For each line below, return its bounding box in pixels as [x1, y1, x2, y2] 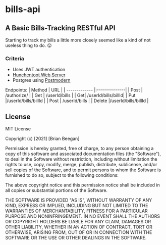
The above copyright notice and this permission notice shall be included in [5, 182, 160, 188]
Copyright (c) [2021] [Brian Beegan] [5, 135, 80, 142]
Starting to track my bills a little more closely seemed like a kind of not [5, 37, 151, 43]
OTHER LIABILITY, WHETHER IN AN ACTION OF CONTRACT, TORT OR [5, 224, 152, 230]
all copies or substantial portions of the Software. [5, 187, 107, 193]
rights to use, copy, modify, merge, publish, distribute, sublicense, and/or [5, 162, 157, 168]
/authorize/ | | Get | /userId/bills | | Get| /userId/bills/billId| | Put [5, 92, 136, 99]
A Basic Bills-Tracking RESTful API [5, 24, 116, 32]
